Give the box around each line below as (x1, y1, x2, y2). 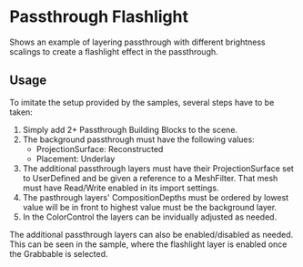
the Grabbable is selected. (9, 248, 108, 259)
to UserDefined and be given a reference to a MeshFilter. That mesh (22, 172, 278, 183)
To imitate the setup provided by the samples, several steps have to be (9, 97, 275, 108)
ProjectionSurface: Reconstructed (35, 143, 164, 154)
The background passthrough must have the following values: (22, 134, 255, 145)
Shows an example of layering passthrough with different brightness (9, 36, 266, 47)
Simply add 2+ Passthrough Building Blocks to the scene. (22, 124, 238, 135)
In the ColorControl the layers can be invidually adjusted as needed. (22, 211, 278, 222)
